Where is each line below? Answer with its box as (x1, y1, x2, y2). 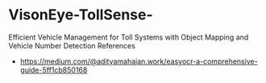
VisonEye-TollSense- (8, 6, 153, 24)
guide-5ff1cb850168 (19, 64, 88, 74)
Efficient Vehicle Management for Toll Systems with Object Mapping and (8, 32, 249, 42)
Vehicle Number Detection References (8, 40, 135, 50)
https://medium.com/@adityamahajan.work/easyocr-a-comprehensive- (19, 56, 258, 66)
